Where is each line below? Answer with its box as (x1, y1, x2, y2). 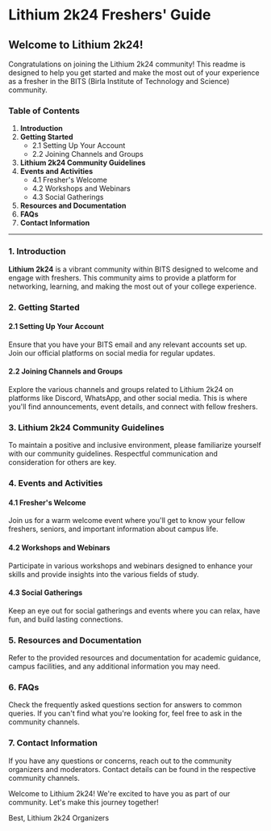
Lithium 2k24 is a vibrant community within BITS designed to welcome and (8, 264, 259, 274)
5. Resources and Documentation (8, 635, 142, 646)
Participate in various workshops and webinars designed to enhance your (8, 560, 253, 571)
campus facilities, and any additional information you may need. (8, 661, 220, 672)
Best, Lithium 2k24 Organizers (8, 812, 110, 822)
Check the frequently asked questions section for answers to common (8, 700, 242, 710)
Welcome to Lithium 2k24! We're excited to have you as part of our (8, 788, 231, 798)
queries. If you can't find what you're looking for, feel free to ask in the (8, 709, 243, 719)
